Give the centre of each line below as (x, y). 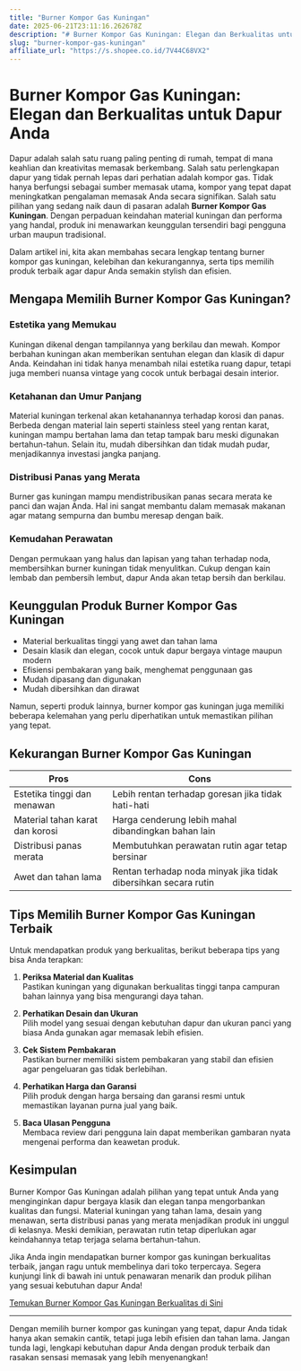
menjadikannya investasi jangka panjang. (85, 454)
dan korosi (36, 831)
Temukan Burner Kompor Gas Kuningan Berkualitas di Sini (116, 1303)
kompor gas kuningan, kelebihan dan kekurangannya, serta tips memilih (142, 262)
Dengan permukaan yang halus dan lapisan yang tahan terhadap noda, (140, 558)
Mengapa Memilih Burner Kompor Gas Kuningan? (150, 299)
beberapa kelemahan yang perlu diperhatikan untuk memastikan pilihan (141, 716)
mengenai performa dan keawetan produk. (101, 1142)
